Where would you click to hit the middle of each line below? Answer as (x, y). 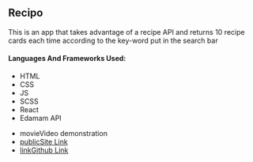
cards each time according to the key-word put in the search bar (113, 40)
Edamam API (40, 119)
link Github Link (44, 150)
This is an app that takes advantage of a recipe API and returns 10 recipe (126, 32)
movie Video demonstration (64, 134)
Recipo (26, 13)
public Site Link (44, 142)
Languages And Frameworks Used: (67, 58)
